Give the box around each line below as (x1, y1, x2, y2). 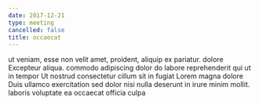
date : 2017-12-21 (8, 11, 65, 20)
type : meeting (8, 19, 55, 27)
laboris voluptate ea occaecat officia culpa (8, 88, 146, 98)
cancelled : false (8, 26, 65, 34)
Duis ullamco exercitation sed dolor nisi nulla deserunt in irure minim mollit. (8, 80, 250, 89)
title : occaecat (8, 33, 61, 42)
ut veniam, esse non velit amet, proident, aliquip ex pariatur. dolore (8, 55, 224, 64)
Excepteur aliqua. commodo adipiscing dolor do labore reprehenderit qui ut (8, 63, 251, 73)
